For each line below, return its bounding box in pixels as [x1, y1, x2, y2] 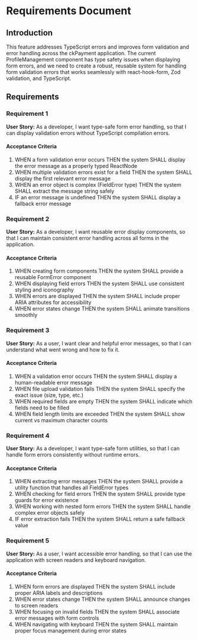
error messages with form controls [14, 614, 99, 622]
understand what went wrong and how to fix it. [6, 346, 120, 353]
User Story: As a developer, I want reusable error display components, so [6, 228, 186, 235]
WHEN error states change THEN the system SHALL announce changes [14, 596, 190, 603]
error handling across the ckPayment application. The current [6, 50, 156, 57]
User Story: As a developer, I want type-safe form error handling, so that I [6, 123, 187, 130]
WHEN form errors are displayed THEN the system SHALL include [14, 583, 176, 590]
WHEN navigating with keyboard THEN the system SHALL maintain [14, 620, 178, 628]
